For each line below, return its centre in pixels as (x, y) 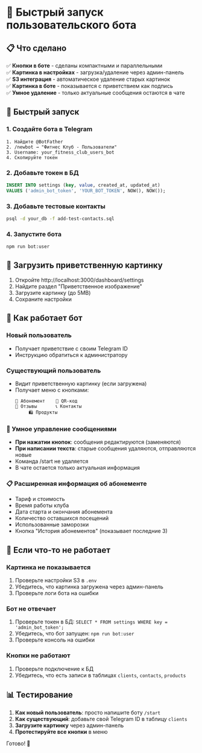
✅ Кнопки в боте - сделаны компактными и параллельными (84, 65)
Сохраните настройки (43, 299)
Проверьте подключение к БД (54, 669)
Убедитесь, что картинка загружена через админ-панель (89, 587)
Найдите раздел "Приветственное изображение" (79, 286)
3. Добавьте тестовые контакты (56, 206)
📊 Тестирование (40, 695)
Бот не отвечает (31, 609)
